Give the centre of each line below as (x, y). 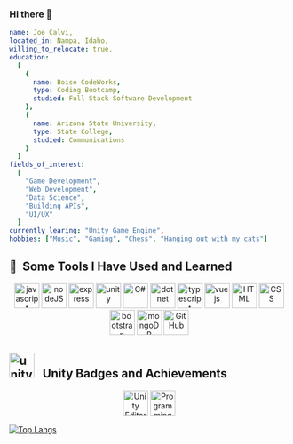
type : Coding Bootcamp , (77, 91)
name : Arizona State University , (95, 123)
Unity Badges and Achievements (135, 373)
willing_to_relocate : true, (61, 49)
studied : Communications (79, 140)
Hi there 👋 (31, 14)
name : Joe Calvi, (41, 33)
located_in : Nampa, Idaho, (59, 41)
